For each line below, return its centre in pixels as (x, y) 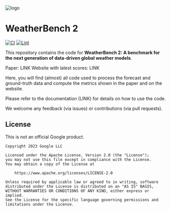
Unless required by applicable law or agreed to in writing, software (82, 182)
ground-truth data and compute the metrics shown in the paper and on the (84, 83)
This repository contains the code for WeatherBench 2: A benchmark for (83, 52)
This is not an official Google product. (45, 137)
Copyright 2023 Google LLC (34, 146)
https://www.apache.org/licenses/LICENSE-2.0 (64, 173)
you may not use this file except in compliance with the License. (79, 159)
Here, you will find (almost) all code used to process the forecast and (78, 78)
